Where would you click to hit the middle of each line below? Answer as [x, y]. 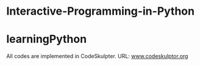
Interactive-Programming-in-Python [101, 11]
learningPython [47, 39]
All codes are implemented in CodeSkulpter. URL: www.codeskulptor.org [97, 56]
